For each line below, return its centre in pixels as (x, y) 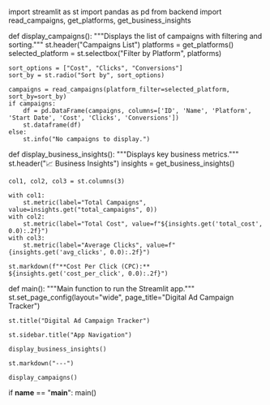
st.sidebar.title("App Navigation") (70, 335)
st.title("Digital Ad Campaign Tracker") (79, 321)
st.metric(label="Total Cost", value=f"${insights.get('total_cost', (143, 224)
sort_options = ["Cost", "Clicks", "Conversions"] (96, 68)
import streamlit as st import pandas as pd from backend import (115, 12)
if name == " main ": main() (53, 392)
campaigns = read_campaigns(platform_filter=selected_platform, (119, 89)
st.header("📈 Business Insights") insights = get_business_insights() (122, 163)
